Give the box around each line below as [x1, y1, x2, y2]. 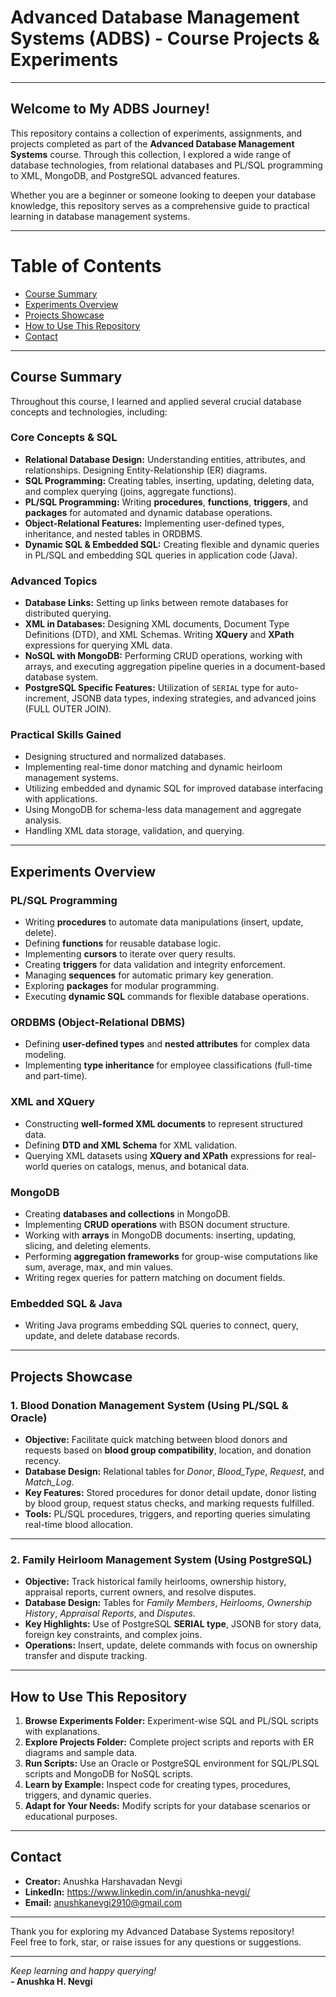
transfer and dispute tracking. [24, 1650, 148, 1662]
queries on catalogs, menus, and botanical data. [50, 1160, 250, 1172]
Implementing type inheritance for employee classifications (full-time [24, 1059, 313, 1071]
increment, [24, 692, 70, 705]
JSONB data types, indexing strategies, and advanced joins [71, 692, 317, 705]
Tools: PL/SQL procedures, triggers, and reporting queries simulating [24, 1507, 311, 1520]
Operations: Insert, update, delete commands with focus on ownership [24, 1639, 318, 1651]
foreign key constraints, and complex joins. [24, 1629, 203, 1641]
